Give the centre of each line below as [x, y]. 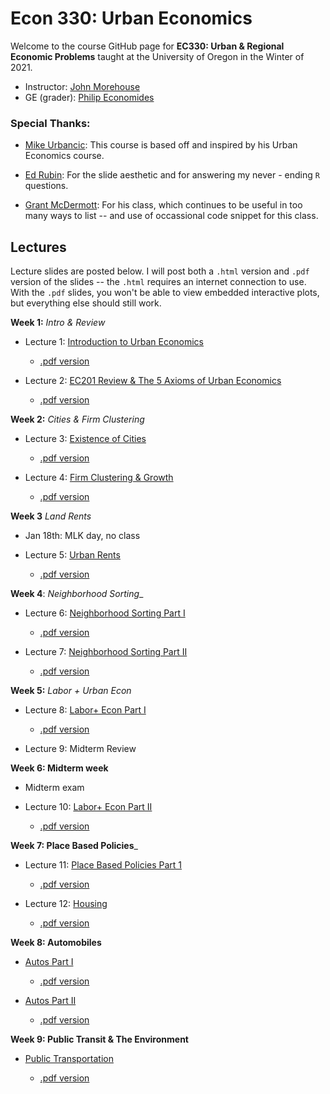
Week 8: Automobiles [56, 943]
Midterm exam [54, 788]
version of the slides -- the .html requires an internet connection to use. [158, 282]
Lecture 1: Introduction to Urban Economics [114, 342]
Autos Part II [50, 1001]
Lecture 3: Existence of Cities [85, 439]
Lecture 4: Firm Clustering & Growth [99, 478]
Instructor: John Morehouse [82, 86]
